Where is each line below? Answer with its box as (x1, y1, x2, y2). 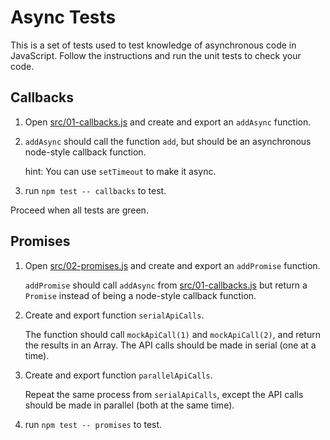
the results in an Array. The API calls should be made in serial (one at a (24, 339, 317, 351)
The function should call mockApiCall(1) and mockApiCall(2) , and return (24, 328, 321, 340)
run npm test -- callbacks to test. (24, 184, 167, 196)
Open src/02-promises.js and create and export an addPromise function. (24, 259, 321, 271)
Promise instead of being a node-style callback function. (24, 289, 257, 301)
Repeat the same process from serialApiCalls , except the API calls (24, 388, 304, 400)
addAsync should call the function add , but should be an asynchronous (24, 135, 312, 147)
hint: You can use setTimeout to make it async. (24, 165, 217, 177)
